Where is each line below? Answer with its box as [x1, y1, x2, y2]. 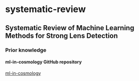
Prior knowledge [5, 46, 47, 53]
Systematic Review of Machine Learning [5, 24, 134, 32]
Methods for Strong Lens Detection [5, 31, 118, 40]
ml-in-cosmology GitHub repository [5, 59, 82, 65]
